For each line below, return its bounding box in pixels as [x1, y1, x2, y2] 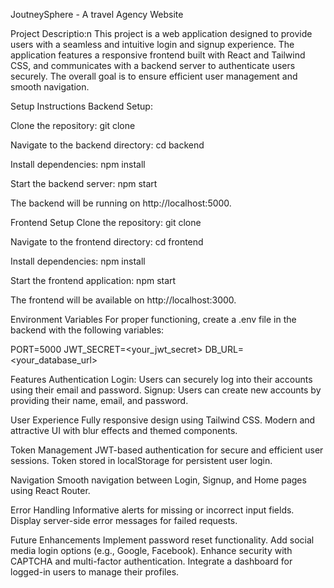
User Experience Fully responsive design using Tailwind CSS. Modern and [10, 414, 316, 426]
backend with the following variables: [10, 324, 165, 336]
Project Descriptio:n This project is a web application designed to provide [10, 28, 313, 39]
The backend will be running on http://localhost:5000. [10, 197, 232, 209]
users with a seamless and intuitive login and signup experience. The [10, 39, 295, 50]
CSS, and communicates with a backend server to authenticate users [10, 60, 296, 71]
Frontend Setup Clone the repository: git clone [10, 217, 202, 228]
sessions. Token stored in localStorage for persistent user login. [10, 455, 273, 466]
